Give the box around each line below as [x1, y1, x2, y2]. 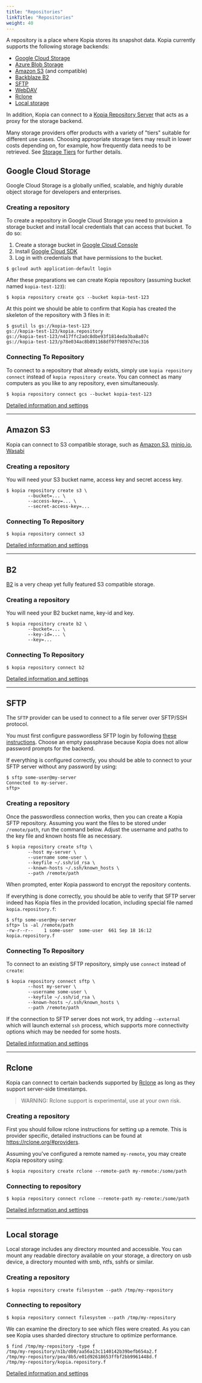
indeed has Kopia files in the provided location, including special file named [6, 898, 194, 906]
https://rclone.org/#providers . [6, 1138, 80, 1146]
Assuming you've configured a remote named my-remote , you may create [6, 1150, 186, 1158]
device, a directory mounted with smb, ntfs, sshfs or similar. [6, 1258, 155, 1265]
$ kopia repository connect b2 [6, 664, 85, 671]
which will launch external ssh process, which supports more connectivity [6, 1022, 189, 1029]
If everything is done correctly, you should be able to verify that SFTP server [6, 892, 196, 900]
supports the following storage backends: [6, 43, 109, 50]
